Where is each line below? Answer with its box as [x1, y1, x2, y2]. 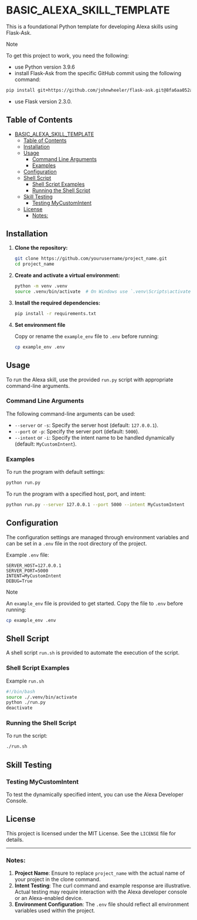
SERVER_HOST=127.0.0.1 [6, 563, 62, 568]
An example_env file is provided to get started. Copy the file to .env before [6, 600, 184, 607]
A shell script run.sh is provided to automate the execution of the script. [6, 649, 180, 656]
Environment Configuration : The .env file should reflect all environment [14, 901, 189, 908]
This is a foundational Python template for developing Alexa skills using [6, 23, 178, 30]
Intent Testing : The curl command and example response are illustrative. [14, 882, 191, 889]
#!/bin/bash [6, 688, 35, 694]
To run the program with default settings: [6, 469, 105, 476]
